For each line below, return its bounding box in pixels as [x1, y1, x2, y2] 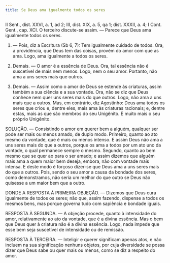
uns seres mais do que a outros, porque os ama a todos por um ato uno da [5, 142, 161, 148]
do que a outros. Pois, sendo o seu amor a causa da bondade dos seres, [5, 169, 157, 175]
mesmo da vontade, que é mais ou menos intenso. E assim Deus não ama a [5, 136, 163, 142]
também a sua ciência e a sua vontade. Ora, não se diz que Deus [12, 89, 149, 95]
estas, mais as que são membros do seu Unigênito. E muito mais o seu [12, 110, 160, 116]
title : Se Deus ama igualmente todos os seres [5, 7, 106, 13]
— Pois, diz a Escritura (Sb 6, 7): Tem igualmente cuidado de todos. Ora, [12, 42, 164, 48]
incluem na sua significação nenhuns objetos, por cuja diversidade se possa [5, 242, 165, 248]
